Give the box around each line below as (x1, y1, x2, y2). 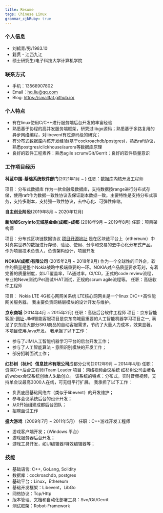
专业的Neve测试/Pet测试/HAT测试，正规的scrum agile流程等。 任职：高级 (5, 277, 153, 282)
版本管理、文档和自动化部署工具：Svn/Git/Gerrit (12, 496, 109, 502)
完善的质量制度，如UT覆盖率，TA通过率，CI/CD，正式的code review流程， (5, 270, 156, 276)
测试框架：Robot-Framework (12, 503, 70, 509)
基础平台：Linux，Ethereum (12, 478, 68, 484)
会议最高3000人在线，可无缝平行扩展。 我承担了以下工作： (13, 379, 133, 385)
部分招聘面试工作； (12, 350, 51, 356)
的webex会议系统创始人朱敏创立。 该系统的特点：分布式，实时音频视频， (5, 373, 152, 379)
